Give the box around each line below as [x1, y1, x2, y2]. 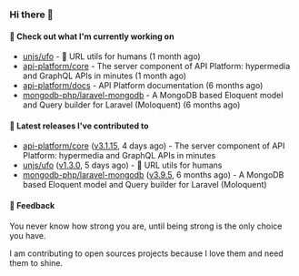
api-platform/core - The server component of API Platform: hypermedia [22, 61, 291, 72]
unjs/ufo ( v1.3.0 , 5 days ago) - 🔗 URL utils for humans [22, 159, 223, 171]
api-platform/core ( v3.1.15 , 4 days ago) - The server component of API [22, 140, 285, 151]
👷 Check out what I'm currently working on [9, 31, 174, 42]
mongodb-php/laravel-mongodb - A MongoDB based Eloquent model [22, 90, 284, 101]
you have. [9, 230, 46, 240]
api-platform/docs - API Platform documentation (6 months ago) [22, 80, 264, 91]
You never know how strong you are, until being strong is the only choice [9, 220, 283, 231]
